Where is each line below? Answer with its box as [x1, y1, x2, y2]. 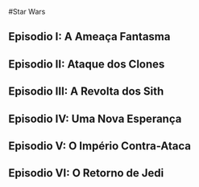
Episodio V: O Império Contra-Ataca [8, 139, 192, 152]
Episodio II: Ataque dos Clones [8, 57, 165, 71]
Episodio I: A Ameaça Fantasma [8, 30, 171, 43]
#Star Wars [8, 7, 46, 16]
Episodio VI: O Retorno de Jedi [8, 166, 164, 180]
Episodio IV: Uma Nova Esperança [8, 112, 182, 125]
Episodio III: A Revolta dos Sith [8, 84, 164, 99]
